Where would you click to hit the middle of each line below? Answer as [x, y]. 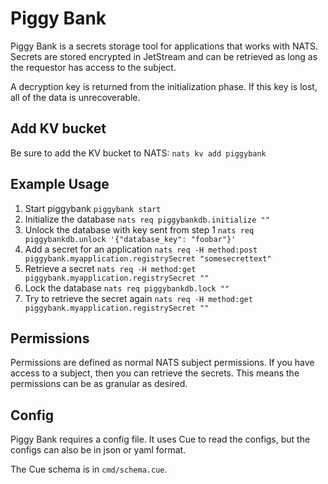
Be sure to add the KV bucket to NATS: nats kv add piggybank [138, 153]
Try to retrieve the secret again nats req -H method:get [138, 298]
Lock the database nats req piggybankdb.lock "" [127, 288]
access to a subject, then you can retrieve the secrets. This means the [155, 373]
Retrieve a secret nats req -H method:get [110, 268]
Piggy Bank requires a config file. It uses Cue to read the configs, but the [160, 439]
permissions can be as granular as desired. [99, 384]
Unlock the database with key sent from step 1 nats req [139, 229]
